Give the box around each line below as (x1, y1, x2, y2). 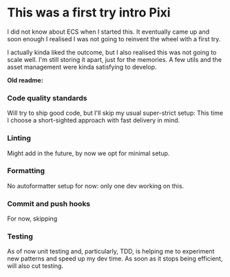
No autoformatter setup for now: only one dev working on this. (7, 181, 185, 190)
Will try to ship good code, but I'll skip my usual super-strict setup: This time (7, 109, 224, 118)
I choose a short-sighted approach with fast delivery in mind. (7, 116, 180, 124)
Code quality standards (7, 93, 87, 102)
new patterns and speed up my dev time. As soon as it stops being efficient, (7, 254, 223, 263)
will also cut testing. (7, 262, 64, 270)
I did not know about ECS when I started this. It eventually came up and (7, 27, 210, 36)
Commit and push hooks (7, 199, 91, 208)
